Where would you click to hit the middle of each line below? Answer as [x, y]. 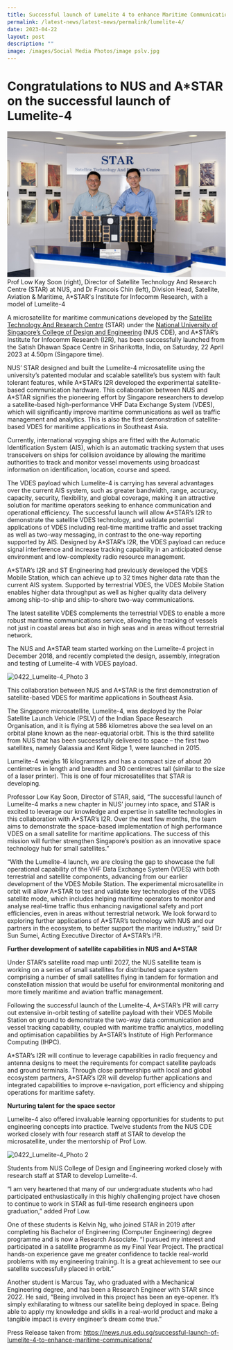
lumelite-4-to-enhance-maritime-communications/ [80, 1340]
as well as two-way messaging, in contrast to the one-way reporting [105, 535]
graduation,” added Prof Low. [49, 1211]
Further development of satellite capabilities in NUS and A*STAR [102, 949]
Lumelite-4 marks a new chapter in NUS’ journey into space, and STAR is [111, 804]
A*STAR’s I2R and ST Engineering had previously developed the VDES [107, 570]
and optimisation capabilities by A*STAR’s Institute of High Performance [110, 1035]
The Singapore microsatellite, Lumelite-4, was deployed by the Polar [105, 711]
